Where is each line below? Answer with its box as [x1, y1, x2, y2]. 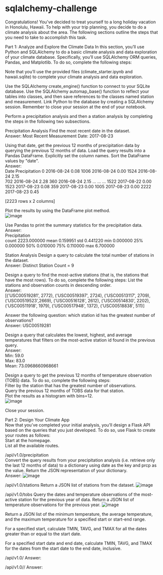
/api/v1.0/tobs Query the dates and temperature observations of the [5, 491, 141, 497]
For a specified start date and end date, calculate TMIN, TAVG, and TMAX [5, 540, 152, 546]
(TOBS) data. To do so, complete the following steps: [5, 377, 111, 383]
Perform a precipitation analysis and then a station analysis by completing [5, 113, 153, 119]
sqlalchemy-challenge [5, 3, 98, 14]
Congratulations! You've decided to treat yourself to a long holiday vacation [5, 19, 156, 25]
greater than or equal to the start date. [5, 531, 81, 537]
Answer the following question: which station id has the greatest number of [5, 312, 155, 318]
